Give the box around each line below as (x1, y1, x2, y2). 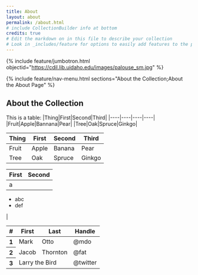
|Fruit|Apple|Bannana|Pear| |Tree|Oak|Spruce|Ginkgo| (6, 120, 137, 127)
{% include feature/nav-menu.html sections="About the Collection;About (6, 75, 183, 82)
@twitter (73, 259, 97, 267)
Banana (53, 144, 75, 152)
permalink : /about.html (6, 19, 65, 25)
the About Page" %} (6, 81, 55, 88)
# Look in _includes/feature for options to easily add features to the (6, 42, 189, 48)
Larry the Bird (18, 259, 57, 267)
